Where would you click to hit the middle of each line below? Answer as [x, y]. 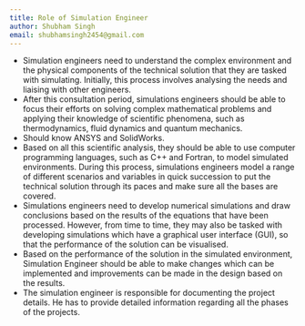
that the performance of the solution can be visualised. [126, 244]
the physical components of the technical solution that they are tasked [154, 70]
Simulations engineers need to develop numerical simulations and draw [157, 206]
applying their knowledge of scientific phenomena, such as [133, 118]
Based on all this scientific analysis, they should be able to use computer [159, 148]
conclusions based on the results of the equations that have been [145, 216]
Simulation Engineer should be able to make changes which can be [148, 264]
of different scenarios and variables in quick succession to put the [147, 177]
